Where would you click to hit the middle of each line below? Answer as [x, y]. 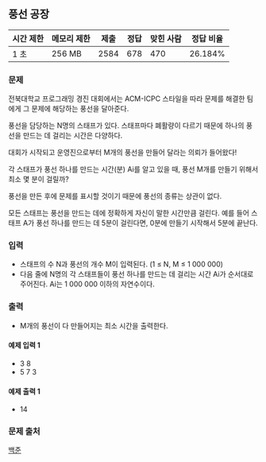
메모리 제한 [71, 38]
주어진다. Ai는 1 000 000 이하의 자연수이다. [87, 284]
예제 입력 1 [25, 345]
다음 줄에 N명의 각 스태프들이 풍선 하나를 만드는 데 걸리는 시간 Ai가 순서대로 [137, 274]
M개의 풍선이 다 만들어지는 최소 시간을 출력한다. [94, 325]
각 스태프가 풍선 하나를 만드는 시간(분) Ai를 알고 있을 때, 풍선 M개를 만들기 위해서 [133, 169]
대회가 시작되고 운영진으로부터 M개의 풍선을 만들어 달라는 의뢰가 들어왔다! [123, 153]
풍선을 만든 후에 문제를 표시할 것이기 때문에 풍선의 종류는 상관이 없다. [115, 196]
